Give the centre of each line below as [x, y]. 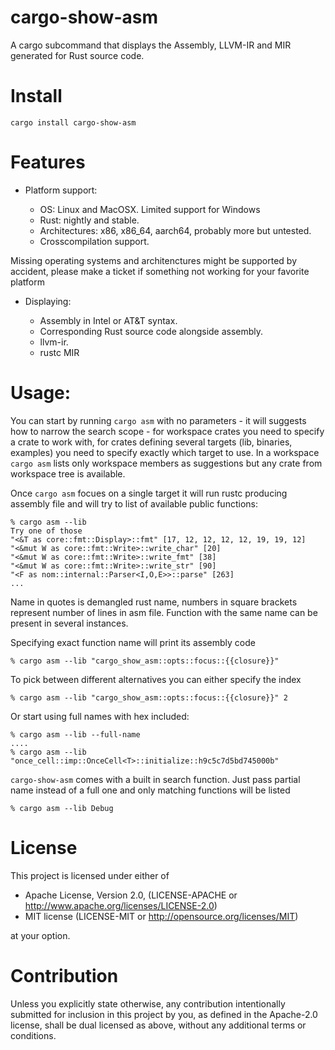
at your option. [40, 935]
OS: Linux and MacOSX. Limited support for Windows [150, 209]
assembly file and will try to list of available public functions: [134, 503]
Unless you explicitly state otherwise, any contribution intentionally [148, 1003]
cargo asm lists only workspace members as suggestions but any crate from [166, 463]
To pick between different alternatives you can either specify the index [156, 679]
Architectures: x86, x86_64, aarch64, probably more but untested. [175, 230]
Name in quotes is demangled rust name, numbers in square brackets [154, 602]
